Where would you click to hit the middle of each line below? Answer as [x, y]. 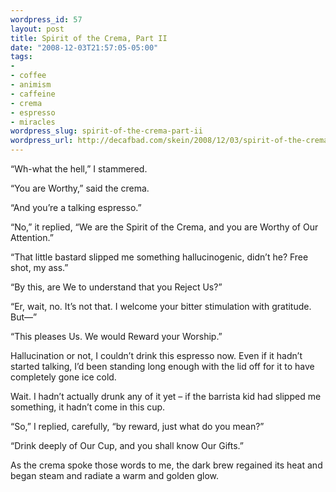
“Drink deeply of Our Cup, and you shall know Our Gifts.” [127, 445]
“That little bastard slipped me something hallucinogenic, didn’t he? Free [159, 257]
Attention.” [32, 237]
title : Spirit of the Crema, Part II [89, 38]
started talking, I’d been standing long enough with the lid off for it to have [162, 366]
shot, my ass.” [39, 267]
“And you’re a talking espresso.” [76, 207]
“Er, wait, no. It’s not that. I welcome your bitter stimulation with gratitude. [161, 306]
